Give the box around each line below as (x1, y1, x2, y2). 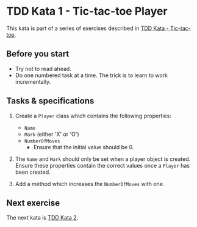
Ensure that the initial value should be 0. (33, 143, 134, 151)
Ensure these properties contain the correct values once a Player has (15, 162, 190, 169)
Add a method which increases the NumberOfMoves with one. (15, 180, 165, 187)
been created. (15, 168, 51, 176)
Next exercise (6, 198, 60, 208)
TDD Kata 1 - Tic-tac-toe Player (6, 4, 168, 18)
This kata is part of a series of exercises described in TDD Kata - (6, 24, 169, 32)
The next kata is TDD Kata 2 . (6, 214, 79, 221)
